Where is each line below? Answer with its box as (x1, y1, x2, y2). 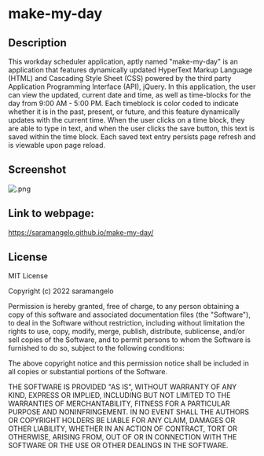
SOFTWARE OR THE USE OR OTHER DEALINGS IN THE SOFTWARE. (8, 441, 229, 450)
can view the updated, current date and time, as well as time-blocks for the (8, 90, 251, 99)
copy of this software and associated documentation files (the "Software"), (8, 310, 251, 319)
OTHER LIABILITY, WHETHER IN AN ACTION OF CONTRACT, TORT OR (8, 424, 237, 433)
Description (8, 36, 67, 50)
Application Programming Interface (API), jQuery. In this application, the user (8, 82, 256, 91)
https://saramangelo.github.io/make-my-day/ (8, 227, 154, 237)
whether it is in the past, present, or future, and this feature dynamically (8, 107, 240, 116)
